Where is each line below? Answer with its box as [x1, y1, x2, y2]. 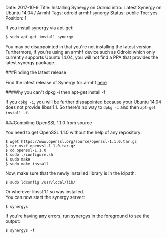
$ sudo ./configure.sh [5, 152, 53, 157]
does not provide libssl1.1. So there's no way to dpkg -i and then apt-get [5, 104, 156, 110]
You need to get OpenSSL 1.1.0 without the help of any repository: [5, 129, 142, 135]
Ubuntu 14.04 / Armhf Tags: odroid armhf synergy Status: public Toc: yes [5, 10, 158, 16]
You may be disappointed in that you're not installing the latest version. [5, 44, 153, 50]
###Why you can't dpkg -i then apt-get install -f [5, 89, 105, 95]
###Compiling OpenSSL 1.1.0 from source [5, 120, 92, 126]
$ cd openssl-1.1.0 [5, 148, 47, 153]
